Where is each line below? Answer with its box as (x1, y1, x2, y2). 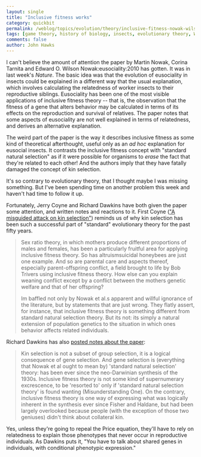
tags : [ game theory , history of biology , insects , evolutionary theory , (6, 31, 191, 37)
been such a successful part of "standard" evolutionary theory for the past (6, 220, 190, 228)
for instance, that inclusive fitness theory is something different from (20, 307, 190, 314)
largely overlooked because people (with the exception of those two (20, 407, 190, 414)
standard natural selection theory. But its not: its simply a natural (20, 314, 179, 321)
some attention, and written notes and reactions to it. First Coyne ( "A (6, 208, 175, 215)
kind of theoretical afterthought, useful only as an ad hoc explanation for (6, 140, 185, 147)
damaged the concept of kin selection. (6, 165, 102, 172)
